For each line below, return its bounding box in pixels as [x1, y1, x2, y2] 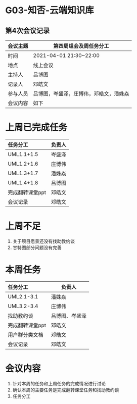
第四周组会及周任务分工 [53, 42, 110, 49]
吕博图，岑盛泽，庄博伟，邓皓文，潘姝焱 [33, 90, 130, 97]
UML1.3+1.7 [8, 170, 38, 177]
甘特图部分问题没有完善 [12, 244, 62, 250]
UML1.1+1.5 [8, 150, 38, 158]
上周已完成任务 [5, 122, 68, 133]
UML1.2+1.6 [8, 160, 38, 167]
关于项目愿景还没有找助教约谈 [12, 238, 75, 244]
